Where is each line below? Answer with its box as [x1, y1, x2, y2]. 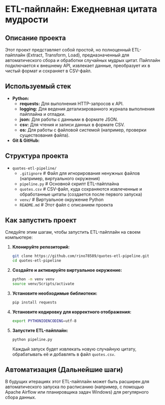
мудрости [5, 14, 48, 25]
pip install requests [12, 300, 57, 305]
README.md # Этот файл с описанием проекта [19, 202, 113, 207]
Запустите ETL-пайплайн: [12, 327, 68, 333]
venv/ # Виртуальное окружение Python [19, 197, 104, 202]
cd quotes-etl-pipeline [12, 258, 62, 263]
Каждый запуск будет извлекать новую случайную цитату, [12, 346, 137, 352]
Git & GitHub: [12, 137, 40, 143]
